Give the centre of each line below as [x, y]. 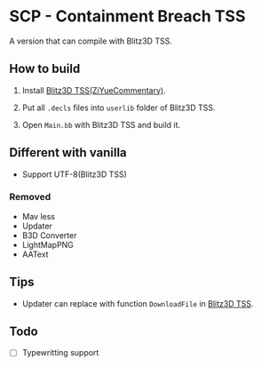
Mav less [39, 216]
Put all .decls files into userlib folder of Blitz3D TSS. [119, 108]
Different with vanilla [68, 153]
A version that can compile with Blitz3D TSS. [91, 41]
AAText [35, 254]
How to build [45, 69]
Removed [30, 197]
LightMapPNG [48, 244]
